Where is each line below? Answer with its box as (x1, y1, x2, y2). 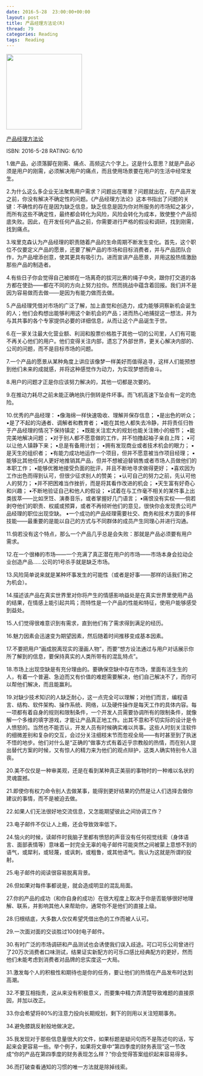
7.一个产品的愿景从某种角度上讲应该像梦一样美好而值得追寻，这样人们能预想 (6, 358, 196, 365)
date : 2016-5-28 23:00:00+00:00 (6, 8, 91, 15)
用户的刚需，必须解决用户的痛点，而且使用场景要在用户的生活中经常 (16, 168, 186, 174)
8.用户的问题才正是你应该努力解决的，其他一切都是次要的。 (6, 379, 154, 385)
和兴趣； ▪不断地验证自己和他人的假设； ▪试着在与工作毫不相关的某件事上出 (6, 487, 195, 494)
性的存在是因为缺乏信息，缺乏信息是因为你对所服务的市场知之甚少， (27, 203, 197, 210)
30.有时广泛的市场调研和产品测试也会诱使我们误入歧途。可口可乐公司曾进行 (6, 941, 195, 948)
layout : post (6, 15, 39, 21)
